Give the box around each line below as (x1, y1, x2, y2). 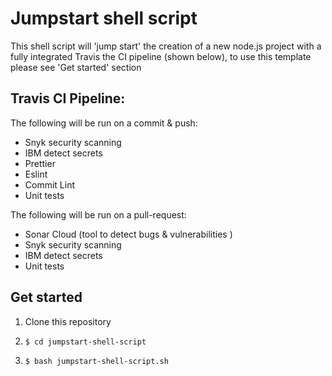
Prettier (24, 157, 56, 169)
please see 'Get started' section (10, 61, 142, 73)
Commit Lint (24, 178, 76, 191)
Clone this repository (24, 315, 112, 327)
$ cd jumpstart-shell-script (24, 337, 147, 347)
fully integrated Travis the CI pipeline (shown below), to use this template (10, 50, 312, 62)
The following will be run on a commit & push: (10, 117, 198, 129)
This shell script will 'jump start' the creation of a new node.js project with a (10, 40, 322, 52)
